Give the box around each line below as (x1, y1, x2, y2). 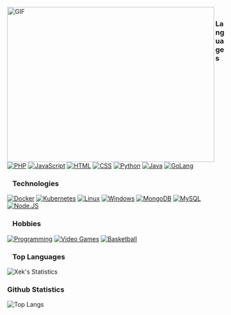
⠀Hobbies (7, 219, 41, 229)
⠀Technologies (7, 179, 59, 188)
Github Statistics (7, 285, 65, 294)
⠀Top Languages (7, 252, 66, 261)
